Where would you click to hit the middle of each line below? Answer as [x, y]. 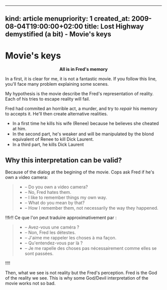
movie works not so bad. [30, 284]
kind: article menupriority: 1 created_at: [68, 19]
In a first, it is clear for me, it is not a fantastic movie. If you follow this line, [81, 79]
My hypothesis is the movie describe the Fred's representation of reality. [80, 94]
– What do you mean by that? [55, 203]
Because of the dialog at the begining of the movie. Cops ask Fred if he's [80, 172]
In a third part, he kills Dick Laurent [48, 145]
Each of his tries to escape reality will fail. [48, 99]
